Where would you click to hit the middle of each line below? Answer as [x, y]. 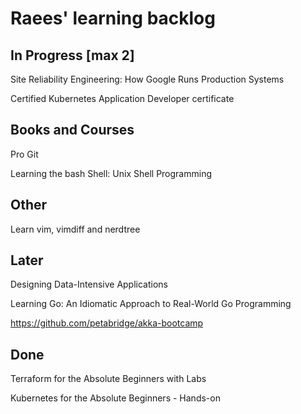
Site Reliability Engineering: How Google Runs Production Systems [147, 79]
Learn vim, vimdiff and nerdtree [75, 229]
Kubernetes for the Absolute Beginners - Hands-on [115, 398]
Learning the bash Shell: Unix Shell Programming [111, 173]
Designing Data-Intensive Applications [89, 284]
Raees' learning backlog [113, 18]
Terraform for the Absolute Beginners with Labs [108, 379]
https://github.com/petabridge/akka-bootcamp [107, 323]
